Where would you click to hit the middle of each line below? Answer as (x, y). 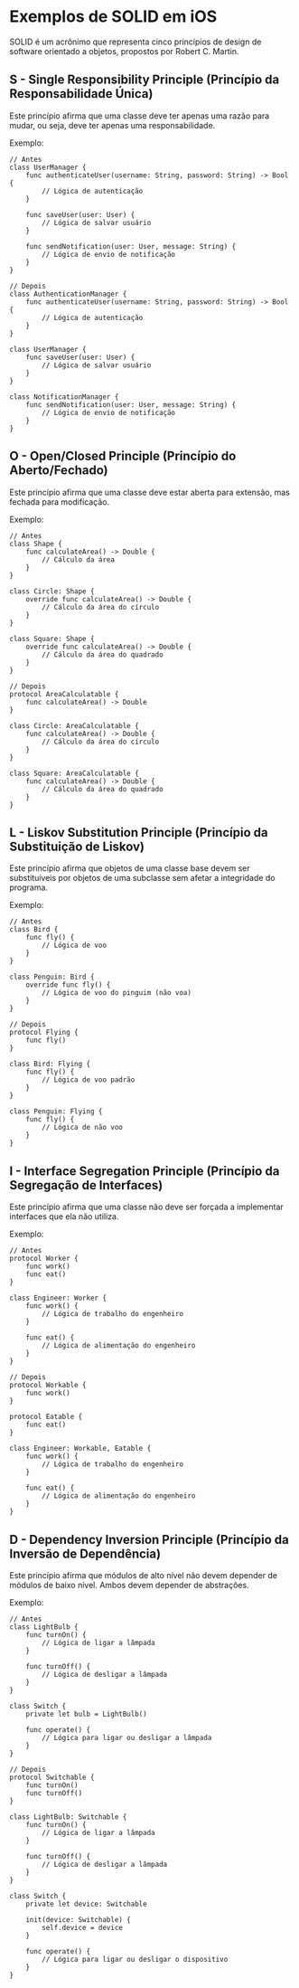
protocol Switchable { (52, 1777)
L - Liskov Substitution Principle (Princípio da (139, 833)
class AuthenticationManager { (68, 294)
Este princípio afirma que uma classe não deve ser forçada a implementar (147, 1207)
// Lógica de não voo (83, 1128)
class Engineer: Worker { (58, 1298)
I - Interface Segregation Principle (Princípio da (145, 1171)
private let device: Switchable (86, 1904)
